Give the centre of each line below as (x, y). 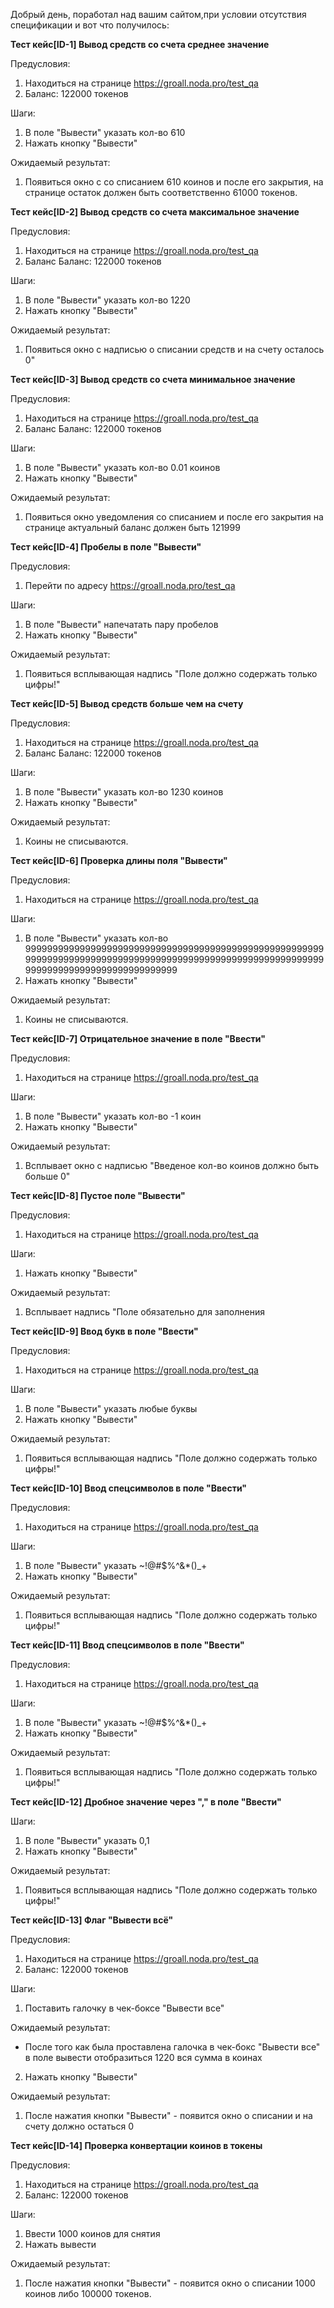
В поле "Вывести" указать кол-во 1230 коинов (124, 792)
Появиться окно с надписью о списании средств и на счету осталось (174, 349)
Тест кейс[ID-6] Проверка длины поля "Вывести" (119, 860)
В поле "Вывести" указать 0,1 (87, 1840)
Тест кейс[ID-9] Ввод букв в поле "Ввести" (104, 1331)
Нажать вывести (60, 2244)
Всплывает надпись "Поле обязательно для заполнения (144, 1312)
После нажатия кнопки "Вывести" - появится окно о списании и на (168, 2115)
